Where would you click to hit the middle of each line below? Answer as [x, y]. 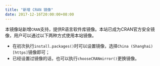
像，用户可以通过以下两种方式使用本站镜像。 [51, 35]
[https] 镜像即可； [31, 52]
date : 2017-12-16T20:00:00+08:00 [40, 14]
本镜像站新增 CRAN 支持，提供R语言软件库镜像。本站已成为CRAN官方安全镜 [80, 29]
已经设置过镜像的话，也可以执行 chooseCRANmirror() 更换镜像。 [76, 58]
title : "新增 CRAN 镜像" [29, 10]
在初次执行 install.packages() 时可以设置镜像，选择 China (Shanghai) [83, 46]
